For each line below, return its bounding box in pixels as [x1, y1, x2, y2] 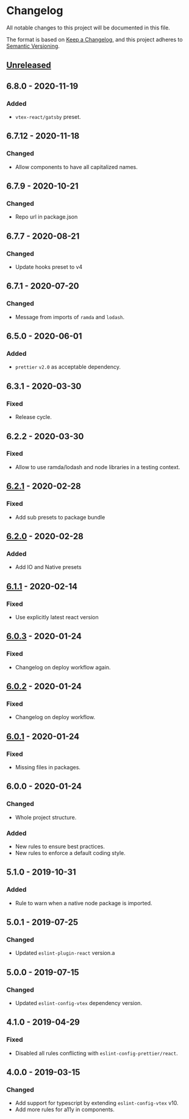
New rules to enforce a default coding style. [15, 849, 126, 856]
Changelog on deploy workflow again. [15, 663, 111, 671]
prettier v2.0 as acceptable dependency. [15, 363, 121, 371]
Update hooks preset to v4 [15, 263, 83, 271]
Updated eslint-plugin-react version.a [15, 949, 115, 957]
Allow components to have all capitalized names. [15, 163, 138, 170]
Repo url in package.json [15, 213, 78, 220]
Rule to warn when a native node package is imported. [15, 899, 152, 906]
